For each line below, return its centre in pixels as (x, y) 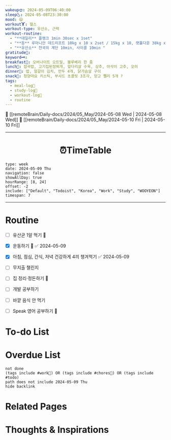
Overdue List (33, 355)
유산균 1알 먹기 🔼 (29, 235)
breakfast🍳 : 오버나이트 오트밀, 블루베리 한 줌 (49, 62)
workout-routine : (24, 34)
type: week (17, 164)
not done (15, 369)
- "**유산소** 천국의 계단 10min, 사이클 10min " (58, 48)
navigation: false (25, 173)
